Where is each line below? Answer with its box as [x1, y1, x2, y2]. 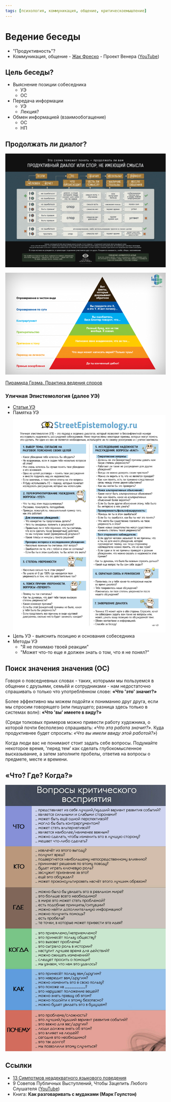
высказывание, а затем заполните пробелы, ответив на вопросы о [5, 751, 151, 757]
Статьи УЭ [12, 404, 36, 410]
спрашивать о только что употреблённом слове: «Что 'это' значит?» [5, 689, 157, 695]
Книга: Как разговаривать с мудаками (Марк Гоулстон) [12, 1091, 137, 1097]
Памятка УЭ [12, 409, 39, 416]
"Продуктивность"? [12, 48, 56, 54]
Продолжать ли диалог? [5, 139, 88, 148]
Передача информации [12, 98, 64, 104]
